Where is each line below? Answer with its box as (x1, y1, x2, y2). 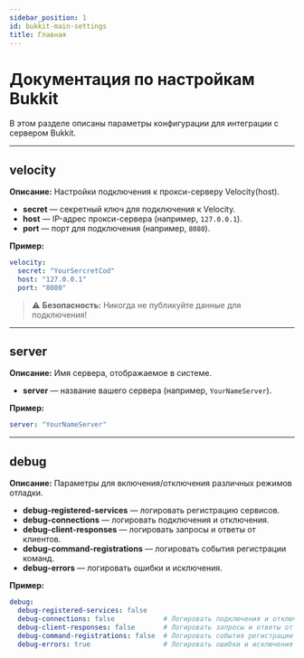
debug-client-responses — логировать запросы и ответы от (22, 524, 256, 535)
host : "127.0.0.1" (17, 275, 88, 284)
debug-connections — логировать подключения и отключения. (22, 514, 270, 525)
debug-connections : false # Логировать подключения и (17, 614, 270, 624)
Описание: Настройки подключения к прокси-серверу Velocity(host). (9, 186, 280, 197)
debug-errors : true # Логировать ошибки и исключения (17, 639, 294, 649)
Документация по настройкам (9, 69, 255, 89)
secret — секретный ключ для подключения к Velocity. (22, 204, 236, 215)
